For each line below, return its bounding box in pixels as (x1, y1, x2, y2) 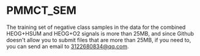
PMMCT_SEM (6, 4, 76, 17)
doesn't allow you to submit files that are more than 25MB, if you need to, (6, 36, 191, 43)
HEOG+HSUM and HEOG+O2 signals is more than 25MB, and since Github (6, 30, 194, 37)
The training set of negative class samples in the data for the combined (6, 23, 186, 31)
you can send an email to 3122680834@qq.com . (6, 43, 129, 50)
